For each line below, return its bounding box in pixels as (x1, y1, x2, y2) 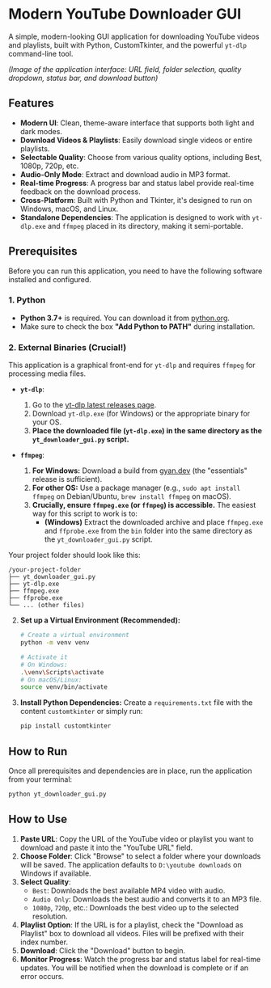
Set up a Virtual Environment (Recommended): (19, 615, 180, 625)
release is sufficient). (32, 475, 103, 484)
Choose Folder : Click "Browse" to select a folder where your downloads (19, 851, 261, 861)
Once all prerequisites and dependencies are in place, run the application (8, 766, 252, 775)
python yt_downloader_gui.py (8, 790, 107, 798)
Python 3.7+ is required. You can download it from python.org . (19, 313, 231, 323)
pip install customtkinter (19, 722, 112, 730)
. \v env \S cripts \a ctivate (19, 668, 104, 676)
